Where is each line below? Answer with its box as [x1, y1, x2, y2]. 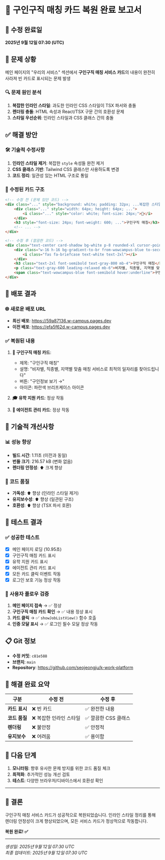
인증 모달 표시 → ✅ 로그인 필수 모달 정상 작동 [12, 621, 98, 627]
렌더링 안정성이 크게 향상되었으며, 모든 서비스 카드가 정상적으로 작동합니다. [5, 818, 148, 824]
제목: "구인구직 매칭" [19, 360, 59, 366]
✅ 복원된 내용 [5, 337, 35, 344]
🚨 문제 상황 [5, 55, 37, 64]
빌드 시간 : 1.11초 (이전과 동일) [12, 452, 67, 458]
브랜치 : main [12, 659, 36, 665]
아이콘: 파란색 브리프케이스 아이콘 [19, 384, 84, 390]
